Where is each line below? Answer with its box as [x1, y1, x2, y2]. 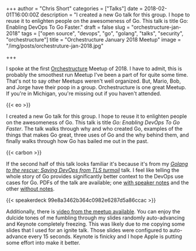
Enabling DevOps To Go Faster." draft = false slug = [6, 23, 130, 30]
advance [6, 233, 27, 240]
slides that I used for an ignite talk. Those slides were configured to [6, 227, 169, 233]
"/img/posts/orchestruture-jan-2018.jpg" [6, 42, 104, 49]
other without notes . [6, 185, 55, 192]
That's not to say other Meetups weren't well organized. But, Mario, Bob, [6, 77, 181, 84]
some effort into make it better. [6, 239, 81, 246]
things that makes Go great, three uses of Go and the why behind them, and [6, 131, 189, 138]
